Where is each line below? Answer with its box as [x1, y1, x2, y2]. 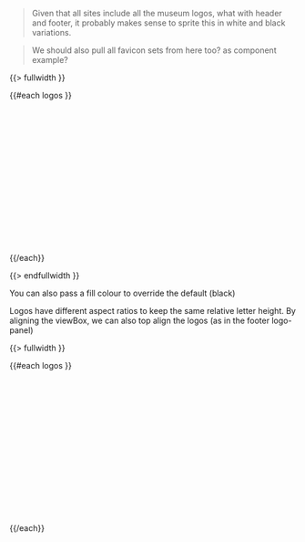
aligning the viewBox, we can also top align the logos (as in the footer [9, 315, 270, 326]
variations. [31, 27, 72, 37]
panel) [9, 325, 34, 336]
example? [31, 55, 68, 65]
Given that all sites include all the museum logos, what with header [31, 8, 282, 18]
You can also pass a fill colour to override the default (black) [9, 287, 236, 298]
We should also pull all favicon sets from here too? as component [31, 45, 277, 56]
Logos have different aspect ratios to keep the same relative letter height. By [9, 306, 296, 316]
